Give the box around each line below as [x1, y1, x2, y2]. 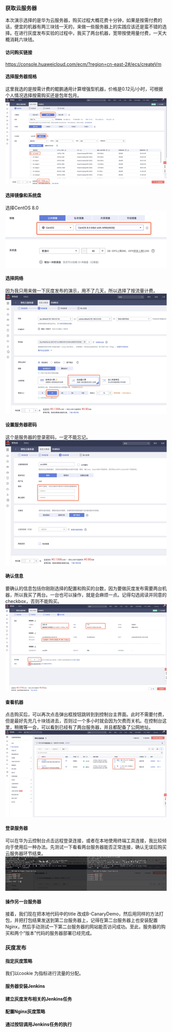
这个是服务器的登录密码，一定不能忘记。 [5, 434, 91, 440]
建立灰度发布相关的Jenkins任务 [5, 996, 72, 1002]
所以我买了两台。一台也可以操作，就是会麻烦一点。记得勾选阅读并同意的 [14, 592, 167, 598]
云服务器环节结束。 [5, 850, 46, 856]
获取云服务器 [5, 4, 37, 11]
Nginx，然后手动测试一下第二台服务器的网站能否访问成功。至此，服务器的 [5, 924, 161, 930]
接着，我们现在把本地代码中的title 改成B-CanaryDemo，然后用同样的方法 [5, 911, 160, 917]
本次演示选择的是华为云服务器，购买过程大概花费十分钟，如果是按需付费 [5, 17, 158, 24]
